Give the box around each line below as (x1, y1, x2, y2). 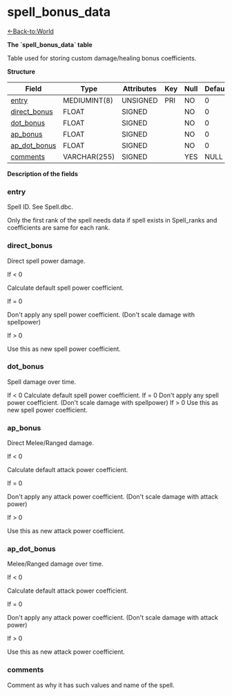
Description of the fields (7, 169, 78, 177)
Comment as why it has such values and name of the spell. (7, 681, 175, 689)
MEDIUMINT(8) (63, 95, 114, 105)
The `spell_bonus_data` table (7, 40, 93, 49)
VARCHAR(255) (63, 152, 115, 162)
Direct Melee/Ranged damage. (7, 439, 95, 447)
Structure (7, 67, 36, 76)
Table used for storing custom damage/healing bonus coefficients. (7, 53, 197, 62)
